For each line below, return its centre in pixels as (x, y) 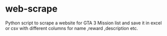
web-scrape (31, 9)
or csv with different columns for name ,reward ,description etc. (72, 28)
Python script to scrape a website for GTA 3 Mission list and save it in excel (83, 23)
